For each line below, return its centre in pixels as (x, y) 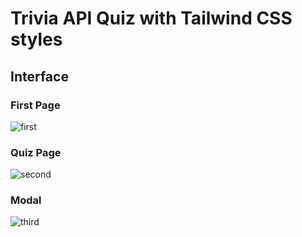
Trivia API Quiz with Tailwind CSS (151, 18)
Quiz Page (36, 152)
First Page (35, 105)
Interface (39, 76)
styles (36, 39)
